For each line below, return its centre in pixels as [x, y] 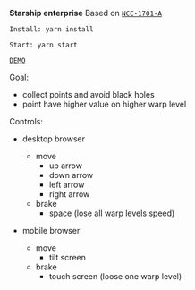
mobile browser [51, 230]
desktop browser [53, 139]
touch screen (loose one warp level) [115, 276]
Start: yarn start [43, 45]
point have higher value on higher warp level [104, 104]
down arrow [71, 175]
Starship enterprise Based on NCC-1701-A [86, 13]
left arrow [67, 184]
